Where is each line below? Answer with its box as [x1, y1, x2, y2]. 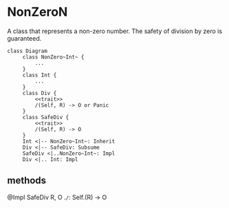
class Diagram [7, 48, 48, 54]
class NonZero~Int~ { [22, 53, 85, 61]
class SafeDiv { [22, 114, 69, 121]
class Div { [22, 90, 57, 96]
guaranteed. [7, 34, 42, 42]
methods [7, 175, 47, 187]
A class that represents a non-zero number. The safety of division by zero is [7, 27, 222, 35]
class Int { [22, 72, 57, 79]
